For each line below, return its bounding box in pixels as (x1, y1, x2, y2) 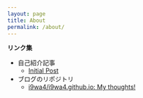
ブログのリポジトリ (17, 75, 74, 83)
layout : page (7, 10, 46, 18)
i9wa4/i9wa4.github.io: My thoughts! (28, 82, 136, 92)
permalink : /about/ (7, 23, 65, 30)
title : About (7, 17, 46, 24)
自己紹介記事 (17, 59, 55, 67)
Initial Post (28, 66, 59, 75)
